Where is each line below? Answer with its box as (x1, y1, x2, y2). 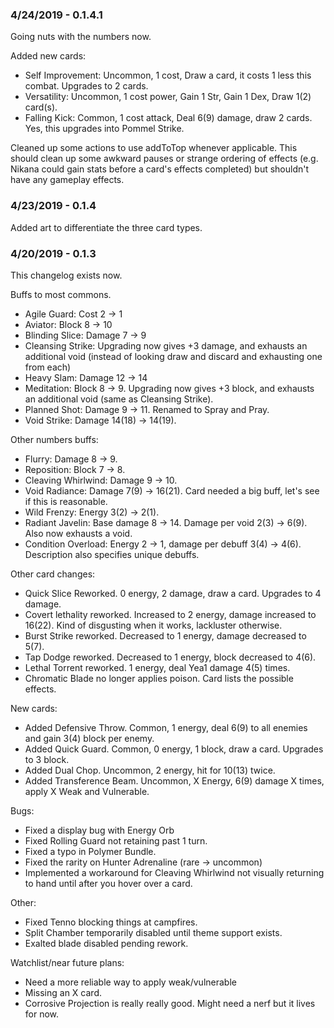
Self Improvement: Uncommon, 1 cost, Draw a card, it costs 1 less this (24, 69, 312, 82)
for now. (24, 1008, 60, 1020)
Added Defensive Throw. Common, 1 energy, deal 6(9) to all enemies (24, 721, 308, 733)
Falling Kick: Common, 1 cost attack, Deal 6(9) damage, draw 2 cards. (24, 112, 313, 124)
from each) (24, 361, 72, 373)
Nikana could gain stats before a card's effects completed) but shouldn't (10, 163, 310, 175)
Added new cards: (10, 50, 87, 62)
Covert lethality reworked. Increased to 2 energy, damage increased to (24, 608, 317, 620)
